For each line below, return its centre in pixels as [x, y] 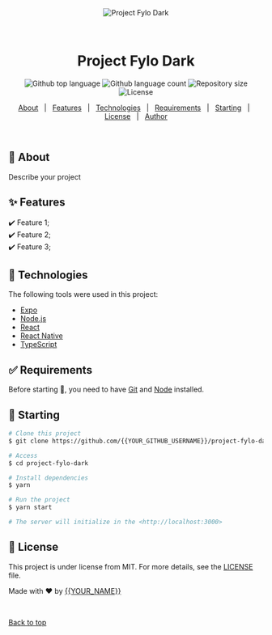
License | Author [136, 116]
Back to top [28, 622]
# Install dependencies [49, 478]
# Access [23, 455]
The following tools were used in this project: [83, 294]
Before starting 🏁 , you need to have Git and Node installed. [106, 389]
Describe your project [45, 176]
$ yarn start [30, 508]
